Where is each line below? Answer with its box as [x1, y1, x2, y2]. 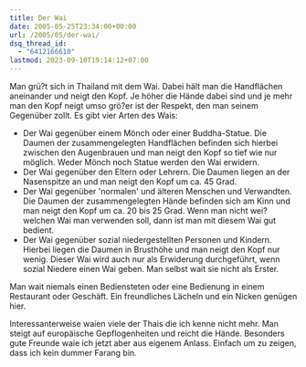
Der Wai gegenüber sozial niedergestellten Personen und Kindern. [22, 235, 272, 245]
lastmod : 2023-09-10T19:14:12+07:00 [9, 56, 149, 65]
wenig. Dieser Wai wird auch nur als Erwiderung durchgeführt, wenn [22, 254, 280, 265]
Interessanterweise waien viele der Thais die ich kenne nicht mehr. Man [9, 319, 279, 329]
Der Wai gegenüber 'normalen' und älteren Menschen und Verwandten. [22, 186, 292, 196]
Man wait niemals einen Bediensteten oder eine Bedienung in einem [9, 281, 265, 292]
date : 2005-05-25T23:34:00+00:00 [9, 22, 137, 31]
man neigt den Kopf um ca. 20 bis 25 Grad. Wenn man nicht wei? [22, 205, 268, 215]
